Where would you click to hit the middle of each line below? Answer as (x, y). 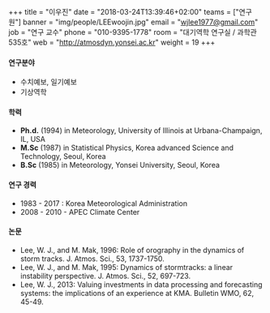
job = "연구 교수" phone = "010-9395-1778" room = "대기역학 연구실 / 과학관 (133, 32)
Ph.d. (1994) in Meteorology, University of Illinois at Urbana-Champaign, (141, 131)
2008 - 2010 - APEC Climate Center (80, 212)
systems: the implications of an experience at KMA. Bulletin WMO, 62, (137, 293)
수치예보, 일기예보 (48, 82)
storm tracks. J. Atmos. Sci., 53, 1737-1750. (92, 259)
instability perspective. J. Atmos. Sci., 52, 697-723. (105, 276)
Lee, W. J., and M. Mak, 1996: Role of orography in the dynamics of (132, 250)
